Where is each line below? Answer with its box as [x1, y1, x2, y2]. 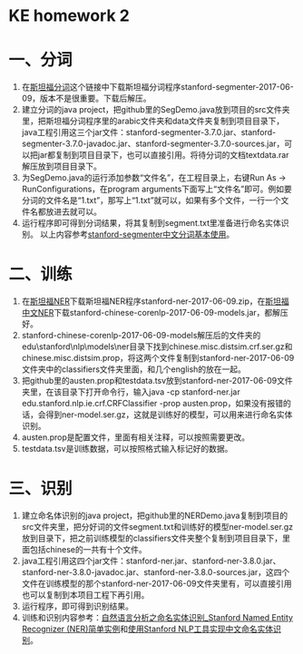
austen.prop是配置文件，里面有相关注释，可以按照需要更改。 [21, 432, 250, 443]
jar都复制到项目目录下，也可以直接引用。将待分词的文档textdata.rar [37, 150, 289, 161]
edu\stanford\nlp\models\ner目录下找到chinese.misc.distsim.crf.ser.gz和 [21, 341, 293, 352]
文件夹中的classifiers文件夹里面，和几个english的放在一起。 [21, 364, 247, 375]
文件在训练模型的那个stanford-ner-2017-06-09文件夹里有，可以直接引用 [21, 578, 292, 589]
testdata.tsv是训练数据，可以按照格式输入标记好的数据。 [21, 444, 233, 454]
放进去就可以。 [45, 206, 102, 218]
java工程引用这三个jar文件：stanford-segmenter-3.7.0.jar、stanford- [21, 127, 277, 138]
